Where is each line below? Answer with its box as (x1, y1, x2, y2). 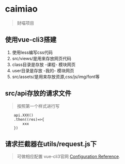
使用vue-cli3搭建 (5, 35, 57, 44)
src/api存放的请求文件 (5, 89, 72, 98)
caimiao (5, 3, 38, 15)
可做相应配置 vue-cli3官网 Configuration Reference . (16, 154, 120, 160)
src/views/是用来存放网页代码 (12, 55, 72, 61)
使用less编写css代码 (12, 49, 53, 55)
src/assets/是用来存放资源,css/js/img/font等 (12, 74, 100, 80)
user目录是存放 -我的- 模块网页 (12, 67, 74, 73)
